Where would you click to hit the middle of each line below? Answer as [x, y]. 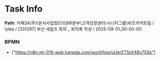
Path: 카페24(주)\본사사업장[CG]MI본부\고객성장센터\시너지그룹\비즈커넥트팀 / [79, 23]
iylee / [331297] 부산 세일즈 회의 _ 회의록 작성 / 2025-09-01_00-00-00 [73, 29]
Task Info [24, 9]
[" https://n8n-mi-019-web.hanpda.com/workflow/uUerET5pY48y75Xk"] [84, 52]
